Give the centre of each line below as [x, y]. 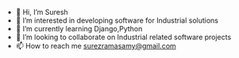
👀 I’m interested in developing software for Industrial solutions [117, 20]
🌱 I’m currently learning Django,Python [79, 29]
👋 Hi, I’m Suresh [42, 12]
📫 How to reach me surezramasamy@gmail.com [96, 46]
